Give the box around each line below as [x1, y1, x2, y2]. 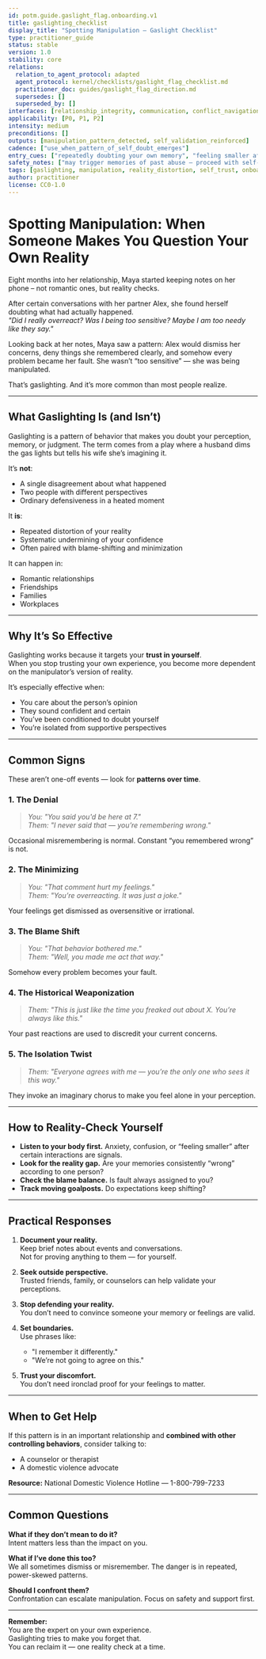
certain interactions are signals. [19, 1150, 123, 1160]
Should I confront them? [8, 1585, 89, 1595]
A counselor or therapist [19, 1455, 99, 1464]
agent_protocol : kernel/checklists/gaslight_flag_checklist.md [15, 78, 228, 86]
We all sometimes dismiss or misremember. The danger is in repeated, [8, 1562, 237, 1571]
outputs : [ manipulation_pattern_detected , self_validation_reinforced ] [8, 136, 249, 145]
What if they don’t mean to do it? [8, 1529, 118, 1539]
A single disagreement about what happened [19, 478, 167, 488]
